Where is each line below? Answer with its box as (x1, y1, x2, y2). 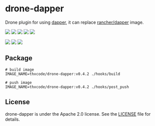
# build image (5, 67, 35, 72)
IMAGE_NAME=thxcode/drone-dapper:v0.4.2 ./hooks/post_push (5, 84, 129, 89)
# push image (5, 80, 32, 85)
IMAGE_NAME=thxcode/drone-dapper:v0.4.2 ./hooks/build (5, 71, 120, 77)
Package (5, 54, 33, 62)
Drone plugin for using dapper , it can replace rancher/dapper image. (5, 19, 144, 25)
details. (5, 116, 20, 122)
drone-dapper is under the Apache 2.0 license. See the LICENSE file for (5, 111, 151, 117)
